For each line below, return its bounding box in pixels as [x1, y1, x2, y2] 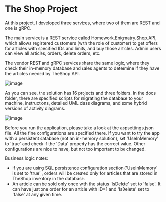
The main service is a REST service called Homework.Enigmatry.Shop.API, [5, 35, 157, 41]
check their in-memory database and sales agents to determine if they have [5, 65, 160, 71]
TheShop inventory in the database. [12, 175, 85, 181]
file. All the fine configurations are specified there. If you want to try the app [5, 130, 160, 136]
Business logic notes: [5, 155, 48, 161]
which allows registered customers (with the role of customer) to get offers [5, 40, 158, 46]
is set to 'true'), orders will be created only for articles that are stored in [12, 170, 158, 176]
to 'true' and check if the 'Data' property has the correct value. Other [5, 140, 146, 147]
